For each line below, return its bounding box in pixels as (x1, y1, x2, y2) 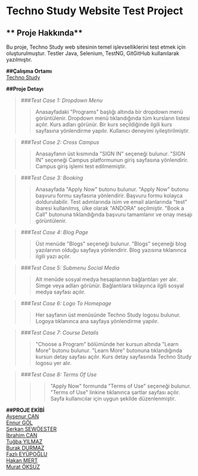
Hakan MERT (6, 457, 39, 464)
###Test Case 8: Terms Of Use (20, 371, 97, 378)
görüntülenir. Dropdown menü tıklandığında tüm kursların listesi (35, 114, 190, 122)
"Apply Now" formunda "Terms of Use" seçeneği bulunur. (50, 382, 191, 389)
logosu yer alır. (35, 360, 72, 366)
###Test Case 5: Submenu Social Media (20, 264, 120, 271)
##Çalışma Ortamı (6, 68, 52, 75)
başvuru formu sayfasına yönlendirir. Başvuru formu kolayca (35, 192, 183, 199)
